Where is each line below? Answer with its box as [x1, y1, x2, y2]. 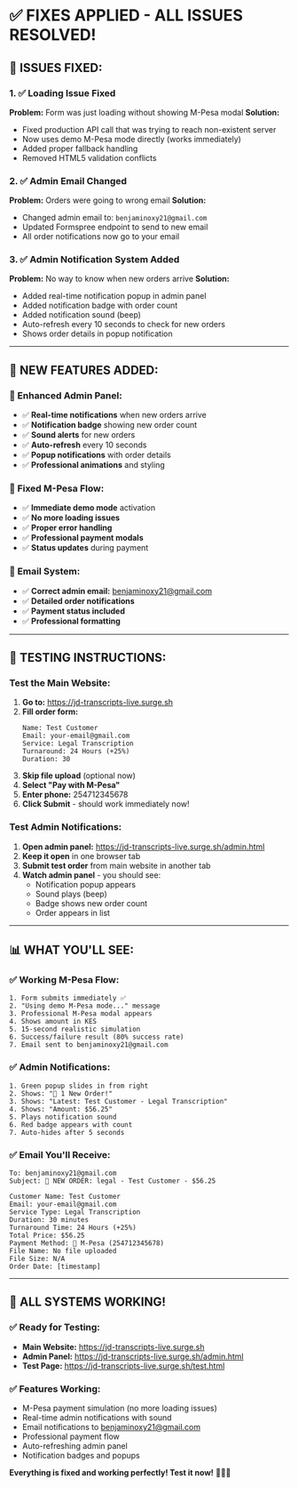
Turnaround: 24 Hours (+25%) [21, 747, 130, 756]
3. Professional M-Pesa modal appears [9, 1009, 153, 1018]
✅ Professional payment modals [21, 533, 144, 543]
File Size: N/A [9, 1255, 66, 1264]
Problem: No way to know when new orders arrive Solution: [9, 273, 230, 285]
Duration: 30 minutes [9, 1216, 90, 1225]
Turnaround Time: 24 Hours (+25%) [9, 1224, 137, 1233]
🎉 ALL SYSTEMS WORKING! [9, 1295, 167, 1310]
